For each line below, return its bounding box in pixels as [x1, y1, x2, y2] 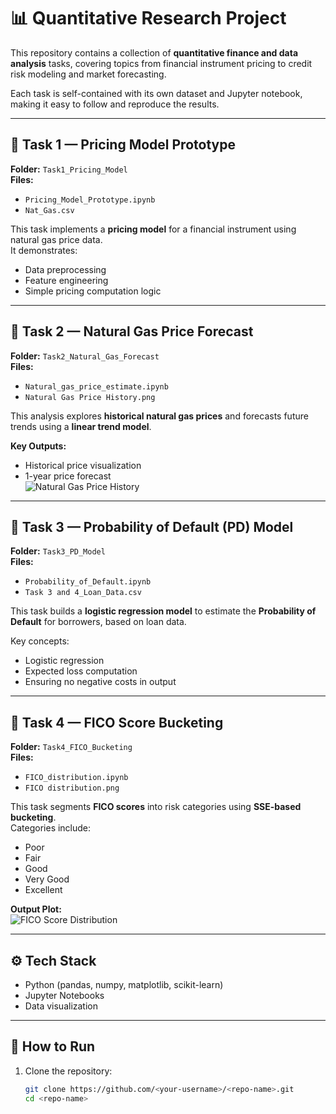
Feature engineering [24, 274, 109, 286]
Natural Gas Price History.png [24, 392, 156, 402]
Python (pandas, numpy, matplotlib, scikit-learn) [24, 979, 224, 990]
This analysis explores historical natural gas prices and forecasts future [10, 410, 309, 422]
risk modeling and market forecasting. [10, 68, 167, 80]
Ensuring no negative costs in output [24, 676, 177, 688]
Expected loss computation [24, 665, 138, 677]
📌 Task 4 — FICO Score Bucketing [10, 714, 224, 731]
